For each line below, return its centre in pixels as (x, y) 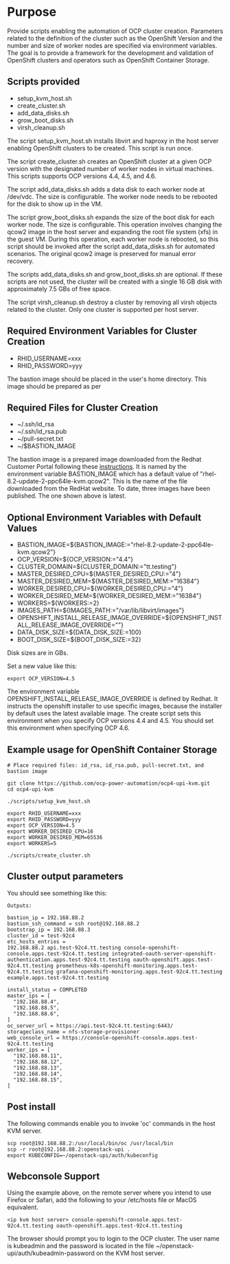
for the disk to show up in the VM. (55, 204)
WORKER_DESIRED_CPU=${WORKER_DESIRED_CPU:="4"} (100, 588)
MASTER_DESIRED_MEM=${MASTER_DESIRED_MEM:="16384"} (108, 582)
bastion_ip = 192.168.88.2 (46, 917)
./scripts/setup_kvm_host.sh (49, 801)
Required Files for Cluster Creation (83, 407)
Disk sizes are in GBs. (38, 653)
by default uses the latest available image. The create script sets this (104, 713)
